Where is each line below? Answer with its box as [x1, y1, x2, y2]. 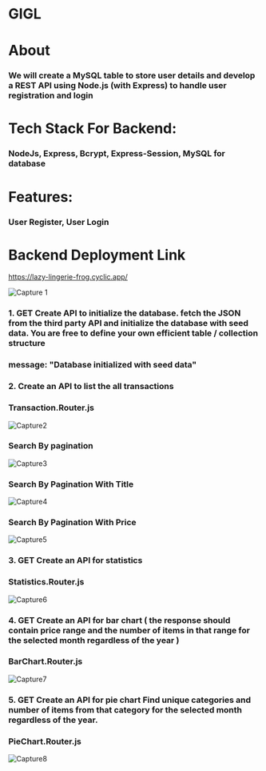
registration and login [8, 90, 93, 101]
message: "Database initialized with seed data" [8, 359, 197, 371]
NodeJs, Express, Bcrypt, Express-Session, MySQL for [8, 148, 226, 159]
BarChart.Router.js [8, 656, 83, 667]
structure [8, 338, 46, 349]
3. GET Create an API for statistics [8, 555, 143, 566]
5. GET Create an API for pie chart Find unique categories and [8, 694, 252, 705]
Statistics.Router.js [8, 576, 85, 588]
